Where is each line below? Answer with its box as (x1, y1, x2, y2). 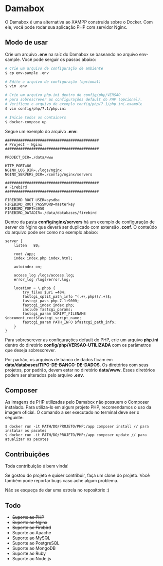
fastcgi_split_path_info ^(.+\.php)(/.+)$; (22, 294, 112, 299)
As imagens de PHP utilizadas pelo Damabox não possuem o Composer (5, 399, 149, 405)
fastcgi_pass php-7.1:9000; (22, 298, 79, 303)
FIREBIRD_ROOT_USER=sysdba (5, 197, 60, 202)
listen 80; (14, 243, 40, 248)
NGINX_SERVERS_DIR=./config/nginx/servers (5, 172, 92, 177)
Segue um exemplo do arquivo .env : (5, 128, 78, 134)
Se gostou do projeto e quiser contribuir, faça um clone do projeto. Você (5, 472, 150, 478)
